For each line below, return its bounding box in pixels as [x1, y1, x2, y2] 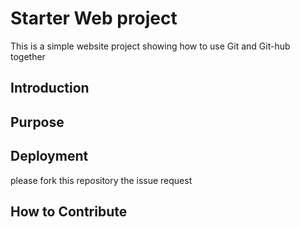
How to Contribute [10, 203, 128, 220]
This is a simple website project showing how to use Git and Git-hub [10, 40, 291, 52]
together [10, 50, 46, 62]
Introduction [10, 80, 90, 97]
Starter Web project [10, 7, 178, 30]
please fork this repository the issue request [10, 174, 193, 186]
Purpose [10, 113, 65, 131]
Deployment [10, 148, 89, 165]
